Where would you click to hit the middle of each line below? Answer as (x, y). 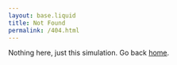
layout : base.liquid (42, 15)
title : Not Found (37, 23)
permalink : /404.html (44, 30)
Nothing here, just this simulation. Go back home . (89, 53)
